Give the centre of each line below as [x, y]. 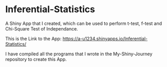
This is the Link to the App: [33, 39]
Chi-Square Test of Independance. [42, 28]
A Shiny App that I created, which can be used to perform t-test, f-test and [84, 23]
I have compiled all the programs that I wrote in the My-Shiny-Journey [79, 54]
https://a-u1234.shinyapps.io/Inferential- [105, 39]
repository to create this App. [36, 59]
